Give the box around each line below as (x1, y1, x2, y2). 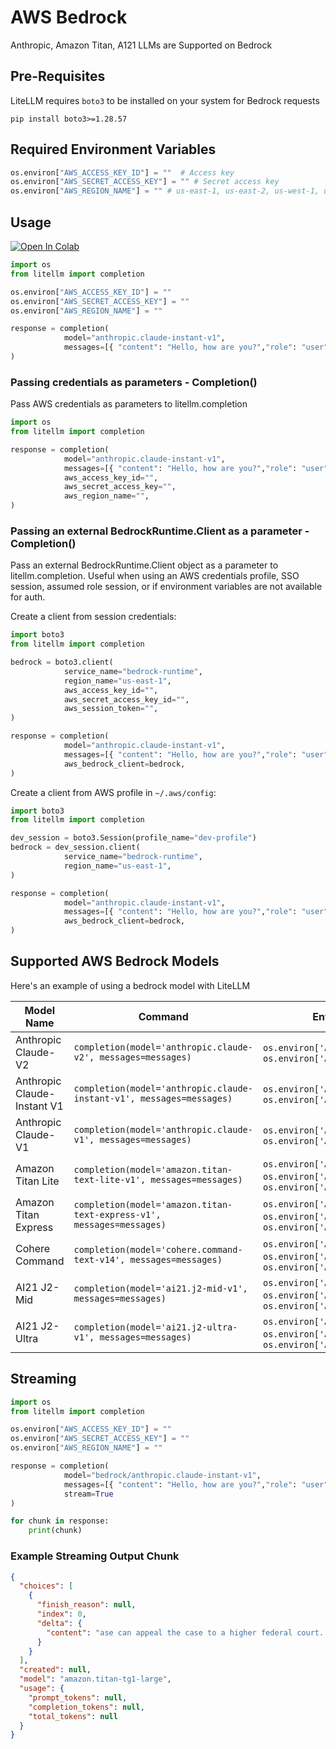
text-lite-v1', (73, 1174, 147, 1185)
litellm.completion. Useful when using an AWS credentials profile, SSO (10, 570, 300, 582)
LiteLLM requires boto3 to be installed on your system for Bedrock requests (10, 94, 320, 106)
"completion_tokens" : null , (28, 1702, 145, 1712)
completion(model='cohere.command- (73, 1244, 243, 1255)
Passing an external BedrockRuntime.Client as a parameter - (10, 524, 310, 538)
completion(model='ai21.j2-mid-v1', (73, 1282, 248, 1294)
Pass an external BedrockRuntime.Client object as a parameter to (10, 559, 279, 571)
